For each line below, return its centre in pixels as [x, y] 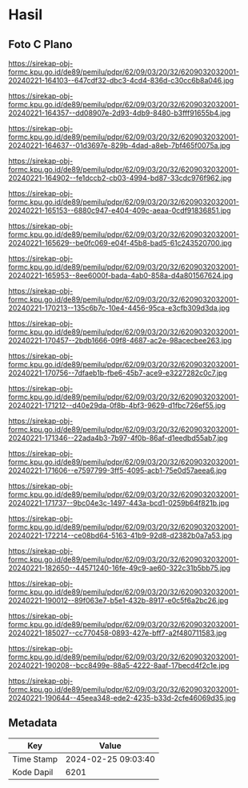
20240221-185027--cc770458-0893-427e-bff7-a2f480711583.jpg [118, 633]
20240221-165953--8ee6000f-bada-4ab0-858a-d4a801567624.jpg [121, 275]
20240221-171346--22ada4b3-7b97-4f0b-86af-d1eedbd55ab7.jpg [118, 438]
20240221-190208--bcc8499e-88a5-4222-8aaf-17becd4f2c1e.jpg [119, 665]
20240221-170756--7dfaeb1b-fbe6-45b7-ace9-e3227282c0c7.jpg [118, 373]
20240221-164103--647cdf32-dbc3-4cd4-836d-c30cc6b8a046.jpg [121, 80]
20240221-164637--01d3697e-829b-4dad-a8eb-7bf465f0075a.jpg [119, 145]
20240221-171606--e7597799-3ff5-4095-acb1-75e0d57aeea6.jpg [117, 470]
